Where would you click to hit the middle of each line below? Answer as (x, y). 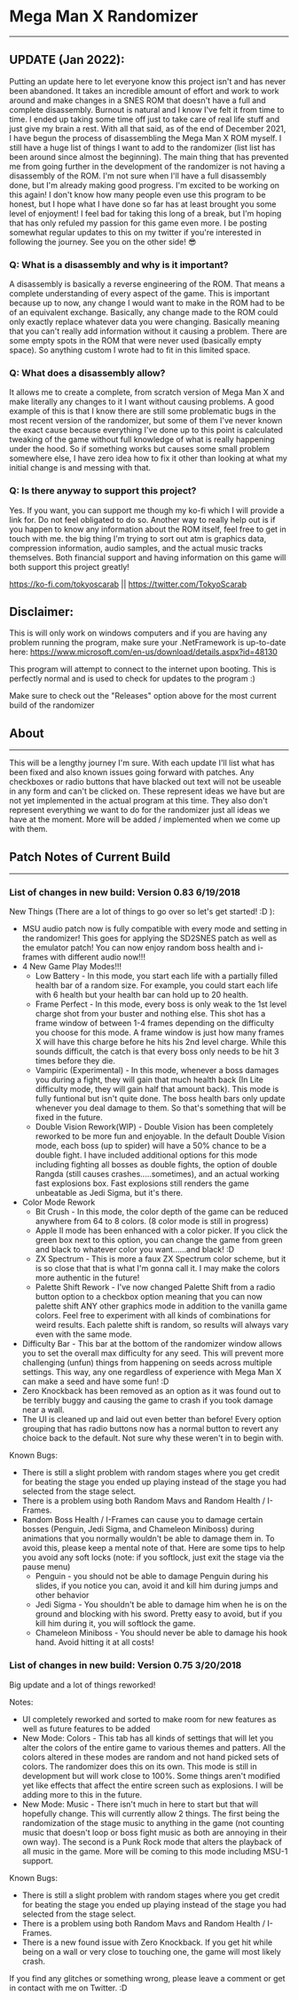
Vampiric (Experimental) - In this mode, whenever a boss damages (157, 1071)
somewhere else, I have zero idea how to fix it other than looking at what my (149, 458)
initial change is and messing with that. (80, 468)
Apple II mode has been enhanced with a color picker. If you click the (161, 1230)
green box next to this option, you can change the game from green (159, 1240)
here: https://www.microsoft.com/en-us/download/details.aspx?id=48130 (143, 652)
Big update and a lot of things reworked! (82, 1685)
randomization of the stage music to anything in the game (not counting (153, 1822)
